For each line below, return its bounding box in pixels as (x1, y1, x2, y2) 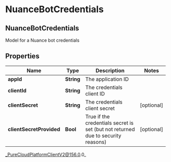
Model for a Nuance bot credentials (5, 37, 80, 43)
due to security (85, 132, 122, 139)
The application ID (85, 75, 129, 82)
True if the (85, 113, 110, 120)
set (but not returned (85, 125, 135, 133)
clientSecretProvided (8, 125, 61, 133)
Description (96, 67, 125, 74)
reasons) (85, 138, 107, 145)
